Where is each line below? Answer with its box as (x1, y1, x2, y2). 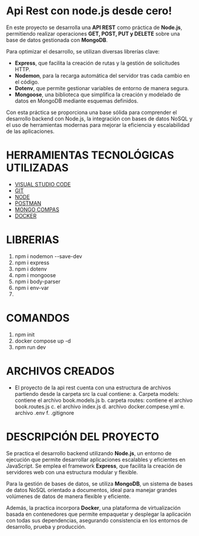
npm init (14, 331, 35, 338)
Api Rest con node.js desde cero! (6, 4, 172, 18)
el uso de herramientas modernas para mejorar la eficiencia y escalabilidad (6, 121, 190, 128)
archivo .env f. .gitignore (14, 409, 75, 416)
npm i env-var (14, 284, 49, 291)
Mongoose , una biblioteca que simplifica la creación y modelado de (14, 91, 181, 98)
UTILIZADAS (6, 161, 69, 175)
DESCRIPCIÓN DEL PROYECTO (6, 430, 159, 443)
